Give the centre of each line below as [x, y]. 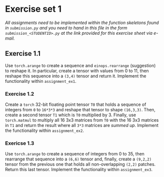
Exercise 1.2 [20, 94]
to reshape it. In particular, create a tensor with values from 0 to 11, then [77, 71]
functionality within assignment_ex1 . [41, 81]
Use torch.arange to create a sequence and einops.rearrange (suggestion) [81, 65]
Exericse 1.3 [20, 143]
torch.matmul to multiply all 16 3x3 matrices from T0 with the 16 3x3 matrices [82, 120]
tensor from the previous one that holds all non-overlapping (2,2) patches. [80, 164]
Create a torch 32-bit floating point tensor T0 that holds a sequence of [76, 104]
